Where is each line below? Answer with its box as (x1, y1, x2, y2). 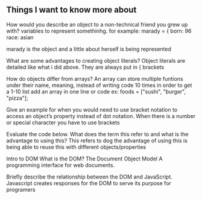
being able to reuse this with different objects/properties (6, 143, 147, 150)
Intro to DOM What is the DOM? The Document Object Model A (6, 155, 163, 162)
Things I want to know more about (6, 5, 137, 15)
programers (6, 186, 36, 193)
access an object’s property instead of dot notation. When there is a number (6, 112, 196, 119)
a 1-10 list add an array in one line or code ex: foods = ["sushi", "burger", (6, 87, 186, 95)
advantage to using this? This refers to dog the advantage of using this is (6, 137, 188, 144)
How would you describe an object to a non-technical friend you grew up (6, 21, 188, 28)
